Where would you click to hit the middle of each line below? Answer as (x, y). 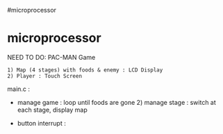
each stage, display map (52, 110)
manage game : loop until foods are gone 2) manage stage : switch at (117, 102)
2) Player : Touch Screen (44, 76)
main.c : (18, 89)
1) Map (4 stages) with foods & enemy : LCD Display (85, 70)
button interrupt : (41, 123)
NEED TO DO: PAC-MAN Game (51, 57)
